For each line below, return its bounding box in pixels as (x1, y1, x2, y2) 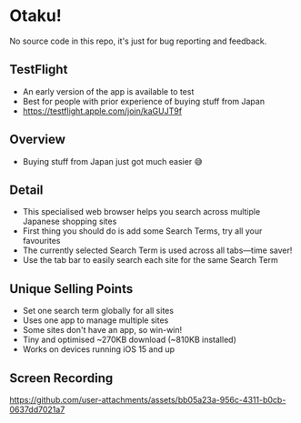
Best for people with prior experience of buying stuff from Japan (22, 96, 266, 106)
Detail (9, 182, 44, 197)
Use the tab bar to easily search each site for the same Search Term (22, 255, 279, 266)
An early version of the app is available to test (22, 86, 195, 96)
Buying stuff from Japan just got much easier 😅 (22, 156, 203, 166)
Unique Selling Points (9, 281, 134, 297)
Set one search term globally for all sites (22, 306, 175, 317)
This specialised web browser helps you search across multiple (22, 206, 261, 217)
